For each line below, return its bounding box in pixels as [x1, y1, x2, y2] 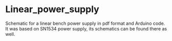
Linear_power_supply [5, 4, 100, 15]
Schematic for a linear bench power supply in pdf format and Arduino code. [5, 20, 165, 26]
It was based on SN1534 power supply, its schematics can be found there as [5, 25, 167, 31]
